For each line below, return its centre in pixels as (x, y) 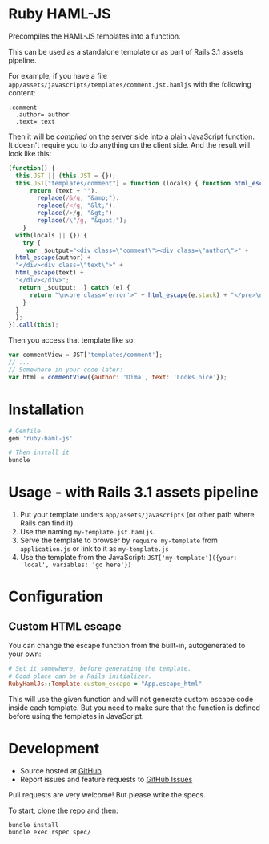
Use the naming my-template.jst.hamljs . (87, 532)
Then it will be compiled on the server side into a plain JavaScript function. (131, 136)
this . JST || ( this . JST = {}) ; (66, 176)
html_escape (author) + (53, 258)
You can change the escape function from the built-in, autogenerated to (127, 646)
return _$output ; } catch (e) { (74, 287)
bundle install (34, 825)
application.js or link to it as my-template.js (94, 549)
